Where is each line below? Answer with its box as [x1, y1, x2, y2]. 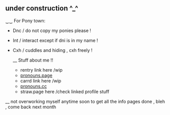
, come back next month [5, 104, 56, 110]
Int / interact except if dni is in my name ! [12, 37, 98, 43]
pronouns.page [20, 72, 52, 78]
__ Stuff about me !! [12, 57, 53, 63]
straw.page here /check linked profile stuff [20, 89, 109, 95]
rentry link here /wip [20, 67, 63, 73]
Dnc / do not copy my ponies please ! [12, 27, 92, 34]
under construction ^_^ [5, 4, 79, 13]
